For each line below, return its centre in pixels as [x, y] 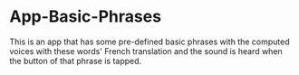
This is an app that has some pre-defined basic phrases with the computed [149, 42]
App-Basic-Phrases [85, 17]
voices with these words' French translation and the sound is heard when [146, 51]
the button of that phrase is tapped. [76, 61]
